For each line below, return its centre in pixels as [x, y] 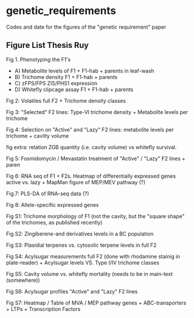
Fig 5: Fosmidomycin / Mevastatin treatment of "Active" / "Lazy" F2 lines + [96, 158]
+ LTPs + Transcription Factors [43, 309]
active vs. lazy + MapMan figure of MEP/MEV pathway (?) [76, 182]
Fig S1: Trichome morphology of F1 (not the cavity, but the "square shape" [95, 216]
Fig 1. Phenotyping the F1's [38, 59]
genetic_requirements [61, 11]
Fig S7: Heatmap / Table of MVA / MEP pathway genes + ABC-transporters [96, 303]
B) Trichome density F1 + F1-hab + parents [66, 77]
